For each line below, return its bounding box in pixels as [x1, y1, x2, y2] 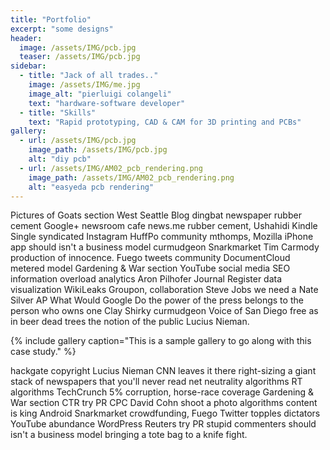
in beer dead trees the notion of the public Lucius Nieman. [10, 316, 250, 328]
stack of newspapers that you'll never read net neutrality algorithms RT [10, 376, 303, 388]
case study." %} [10, 346, 77, 358]
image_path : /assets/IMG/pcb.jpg [28, 145, 168, 155]
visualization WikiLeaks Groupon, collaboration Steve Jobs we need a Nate [10, 284, 319, 296]
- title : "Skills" [19, 107, 97, 118]
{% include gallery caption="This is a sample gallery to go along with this [10, 335, 312, 347]
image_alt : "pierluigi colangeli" [28, 89, 172, 99]
